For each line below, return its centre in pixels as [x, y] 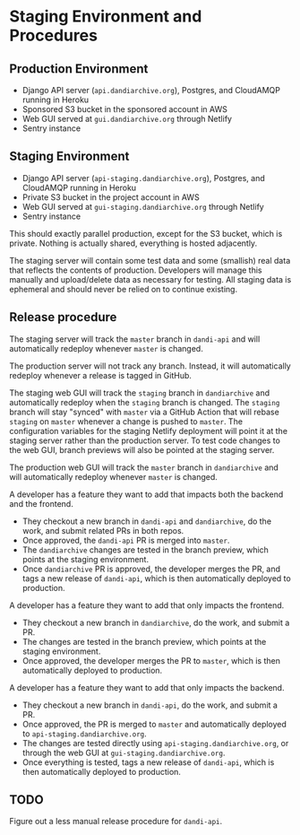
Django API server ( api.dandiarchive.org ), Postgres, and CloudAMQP [151, 90]
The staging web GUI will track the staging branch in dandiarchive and [140, 393]
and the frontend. [41, 503]
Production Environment [79, 69]
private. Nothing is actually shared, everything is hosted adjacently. [133, 243]
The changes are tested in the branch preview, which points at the [144, 641]
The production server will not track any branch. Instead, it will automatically [150, 366]
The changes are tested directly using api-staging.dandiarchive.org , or [155, 743]
